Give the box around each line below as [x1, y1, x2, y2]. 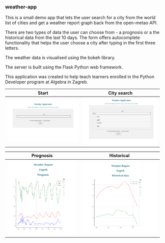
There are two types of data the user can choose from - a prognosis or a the [5, 30, 160, 35]
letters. [5, 45, 20, 51]
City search [108, 90, 133, 96]
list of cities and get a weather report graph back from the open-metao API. [5, 20, 158, 26]
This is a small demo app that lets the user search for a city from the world [5, 15, 156, 21]
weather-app [5, 3, 37, 10]
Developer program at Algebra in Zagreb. [5, 79, 88, 85]
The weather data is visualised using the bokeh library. [5, 55, 116, 61]
